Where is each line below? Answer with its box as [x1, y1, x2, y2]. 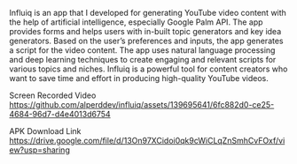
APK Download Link [9, 126, 82, 136]
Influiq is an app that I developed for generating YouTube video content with [9, 8, 286, 18]
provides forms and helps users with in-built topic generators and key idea [9, 26, 282, 36]
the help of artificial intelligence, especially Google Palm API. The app [9, 17, 263, 27]
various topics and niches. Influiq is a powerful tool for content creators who [9, 63, 288, 74]
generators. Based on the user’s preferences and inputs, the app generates [9, 35, 284, 46]
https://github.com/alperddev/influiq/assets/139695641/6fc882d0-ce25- [9, 100, 275, 109]
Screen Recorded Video [9, 90, 97, 101]
